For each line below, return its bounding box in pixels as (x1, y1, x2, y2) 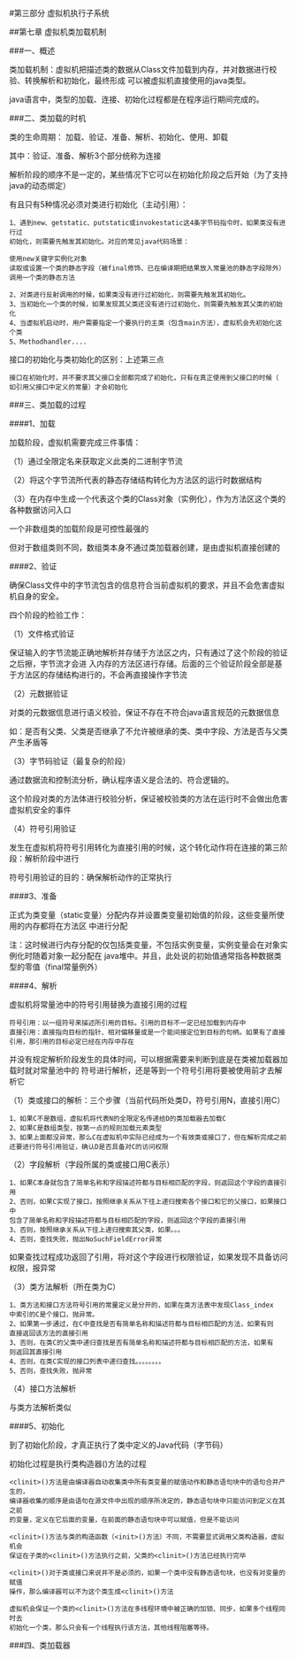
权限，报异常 (9, 1262, 56, 1273)
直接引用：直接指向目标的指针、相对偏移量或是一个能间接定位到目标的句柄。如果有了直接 (9, 1028, 286, 1037)
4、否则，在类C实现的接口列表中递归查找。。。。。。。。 (9, 1357, 165, 1366)
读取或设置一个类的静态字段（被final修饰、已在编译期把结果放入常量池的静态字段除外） (9, 264, 286, 273)
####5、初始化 (9, 1421, 65, 1431)
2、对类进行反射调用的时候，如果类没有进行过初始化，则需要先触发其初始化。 (9, 290, 250, 299)
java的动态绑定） (9, 181, 71, 190)
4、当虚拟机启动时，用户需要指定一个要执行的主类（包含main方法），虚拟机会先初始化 (9, 319, 276, 328)
